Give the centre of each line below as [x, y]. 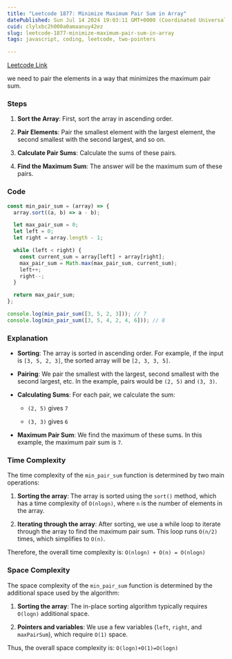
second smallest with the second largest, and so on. [91, 140]
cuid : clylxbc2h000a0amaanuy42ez [55, 26]
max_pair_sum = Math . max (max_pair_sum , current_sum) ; [98, 263]
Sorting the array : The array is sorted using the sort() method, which [117, 496]
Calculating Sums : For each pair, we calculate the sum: [96, 395]
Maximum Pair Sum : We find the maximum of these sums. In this [109, 435]
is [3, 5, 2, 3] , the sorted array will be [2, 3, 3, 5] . [94, 361]
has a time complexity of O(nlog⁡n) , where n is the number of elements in [120, 503]
